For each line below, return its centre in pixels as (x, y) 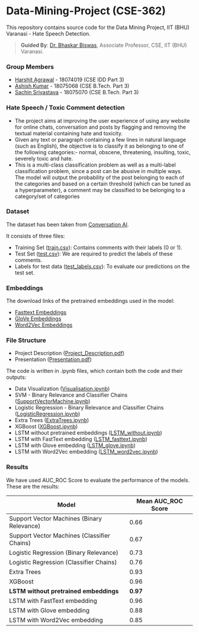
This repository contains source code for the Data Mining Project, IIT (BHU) (98, 27)
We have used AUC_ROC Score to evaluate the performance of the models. (98, 480)
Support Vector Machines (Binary (56, 518)
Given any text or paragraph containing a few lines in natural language (100, 139)
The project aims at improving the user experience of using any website (102, 120)
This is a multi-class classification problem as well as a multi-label (95, 165)
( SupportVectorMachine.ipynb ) (52, 401)
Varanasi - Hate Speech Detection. (48, 33)
